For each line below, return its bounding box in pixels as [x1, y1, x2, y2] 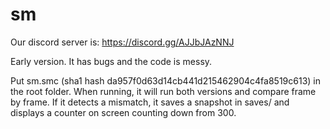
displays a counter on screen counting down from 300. [10, 106, 237, 118]
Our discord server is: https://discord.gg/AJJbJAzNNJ [10, 36, 235, 48]
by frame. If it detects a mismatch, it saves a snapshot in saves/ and [10, 96, 290, 108]
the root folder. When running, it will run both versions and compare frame [10, 85, 317, 97]
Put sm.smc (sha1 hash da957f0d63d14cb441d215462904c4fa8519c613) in [10, 74, 321, 87]
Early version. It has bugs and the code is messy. [10, 55, 213, 67]
